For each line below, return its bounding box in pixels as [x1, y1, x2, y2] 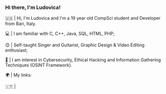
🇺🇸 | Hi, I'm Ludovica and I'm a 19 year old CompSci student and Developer [5, 15, 161, 21]
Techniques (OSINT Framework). [5, 62, 72, 68]
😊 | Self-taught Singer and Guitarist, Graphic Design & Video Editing [5, 42, 145, 48]
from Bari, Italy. [5, 21, 36, 27]
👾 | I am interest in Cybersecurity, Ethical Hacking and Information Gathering [5, 57, 161, 63]
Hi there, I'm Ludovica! [5, 4, 61, 11]
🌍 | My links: [5, 72, 32, 78]
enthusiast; [5, 47, 28, 53]
